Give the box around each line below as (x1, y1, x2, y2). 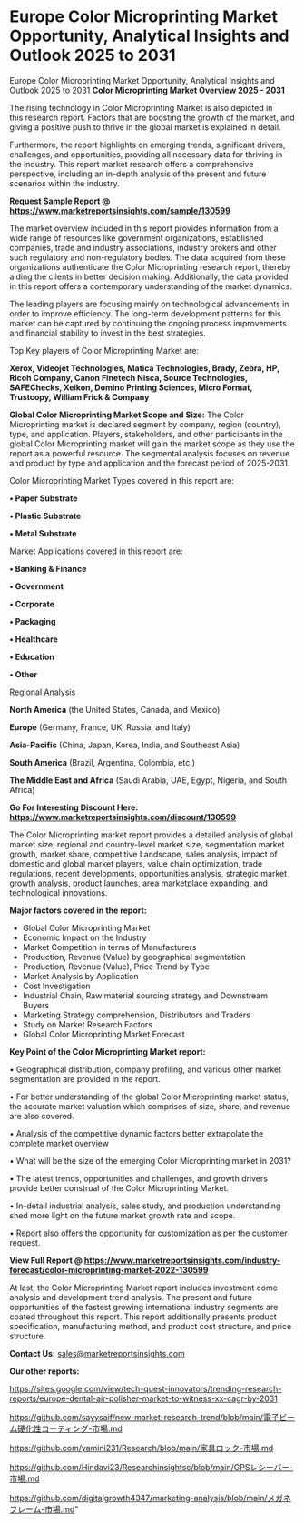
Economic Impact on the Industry (22, 932, 147, 943)
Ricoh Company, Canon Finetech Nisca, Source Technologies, (9, 372, 248, 383)
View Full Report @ (9, 1255, 83, 1266)
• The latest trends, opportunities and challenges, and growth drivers (9, 1173, 268, 1184)
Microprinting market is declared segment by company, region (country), (9, 418, 281, 429)
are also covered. (9, 1110, 74, 1121)
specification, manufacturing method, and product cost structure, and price (9, 1320, 292, 1331)
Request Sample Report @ (9, 195, 111, 206)
